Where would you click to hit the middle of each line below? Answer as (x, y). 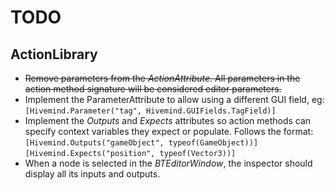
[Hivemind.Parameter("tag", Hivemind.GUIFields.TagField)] (150, 111)
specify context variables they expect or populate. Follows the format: (169, 131)
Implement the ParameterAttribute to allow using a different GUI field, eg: (174, 99)
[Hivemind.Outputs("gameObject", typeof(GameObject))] (141, 143)
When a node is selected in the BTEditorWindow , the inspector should (168, 163)
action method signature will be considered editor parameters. (153, 89)
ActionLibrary (54, 54)
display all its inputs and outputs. (92, 174)
